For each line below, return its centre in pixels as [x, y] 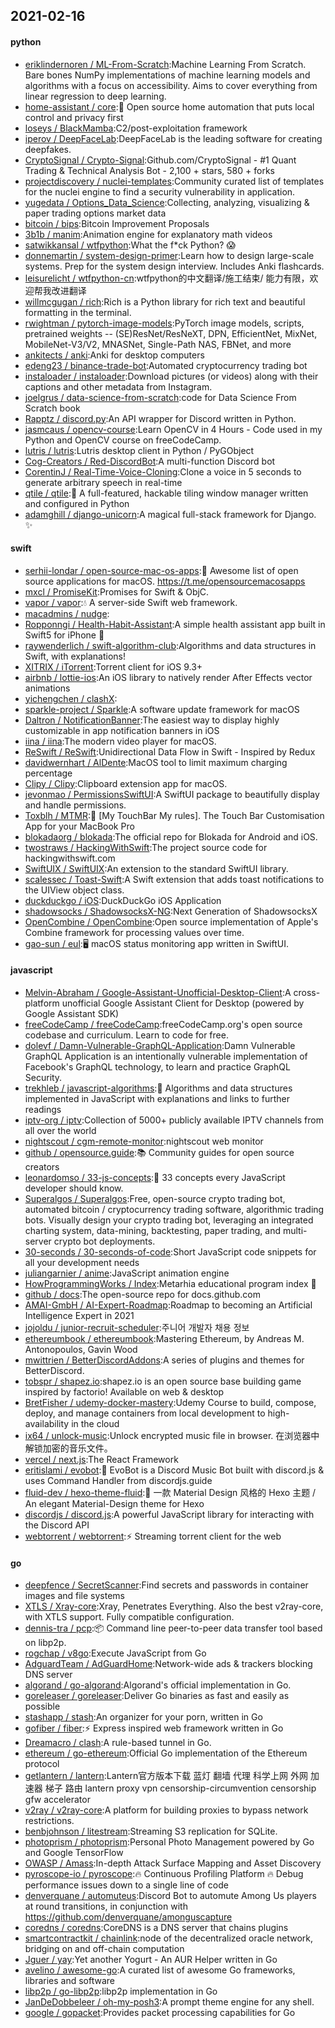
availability [47, 1423]
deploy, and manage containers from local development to [145, 1413]
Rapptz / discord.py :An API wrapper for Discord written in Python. [160, 418]
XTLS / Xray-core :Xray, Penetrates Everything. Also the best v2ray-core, [174, 1606]
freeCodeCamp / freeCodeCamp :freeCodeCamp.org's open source [163, 1024]
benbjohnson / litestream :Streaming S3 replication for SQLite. [151, 1831]
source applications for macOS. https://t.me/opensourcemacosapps [165, 581]
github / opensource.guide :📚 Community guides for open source [159, 1152]
